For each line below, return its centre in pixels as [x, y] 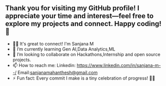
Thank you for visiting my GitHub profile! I [72, 8]
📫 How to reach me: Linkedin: [44, 65]
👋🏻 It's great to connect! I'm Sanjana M [53, 43]
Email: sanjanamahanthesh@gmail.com [58, 72]
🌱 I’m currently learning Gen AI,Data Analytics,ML [64, 49]
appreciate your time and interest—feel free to [79, 16]
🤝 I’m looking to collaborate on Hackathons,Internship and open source [86, 54]
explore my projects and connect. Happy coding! [83, 24]
